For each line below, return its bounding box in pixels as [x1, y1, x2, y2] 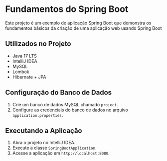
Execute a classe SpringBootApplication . [12, 145, 97, 151]
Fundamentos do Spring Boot [5, 3, 129, 15]
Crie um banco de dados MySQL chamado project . [12, 101, 118, 107]
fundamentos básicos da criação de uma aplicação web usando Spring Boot [5, 25, 162, 31]
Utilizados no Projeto [5, 40, 71, 48]
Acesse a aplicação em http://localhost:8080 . [12, 150, 110, 156]
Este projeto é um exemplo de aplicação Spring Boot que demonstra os [5, 20, 152, 26]
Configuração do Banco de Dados [5, 88, 112, 97]
